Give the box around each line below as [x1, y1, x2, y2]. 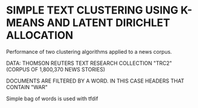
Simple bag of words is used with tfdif [6, 95, 99, 102]
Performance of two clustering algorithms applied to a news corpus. [6, 48, 173, 55]
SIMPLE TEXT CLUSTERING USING [6, 4, 178, 17]
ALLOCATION [6, 29, 74, 42]
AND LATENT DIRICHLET [47, 16, 170, 30]
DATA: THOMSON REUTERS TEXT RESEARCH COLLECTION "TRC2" [6, 60, 173, 67]
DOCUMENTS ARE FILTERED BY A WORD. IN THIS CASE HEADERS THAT [6, 77, 184, 84]
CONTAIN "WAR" [6, 83, 48, 90]
